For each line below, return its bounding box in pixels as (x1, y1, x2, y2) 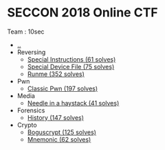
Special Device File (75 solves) (27, 62, 115, 71)
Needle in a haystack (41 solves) (27, 99, 120, 107)
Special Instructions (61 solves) (27, 55, 116, 63)
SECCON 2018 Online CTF (7, 5, 158, 21)
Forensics (16, 106, 45, 114)
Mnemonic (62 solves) (27, 135, 91, 143)
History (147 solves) (27, 113, 85, 121)
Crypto (16, 121, 37, 129)
